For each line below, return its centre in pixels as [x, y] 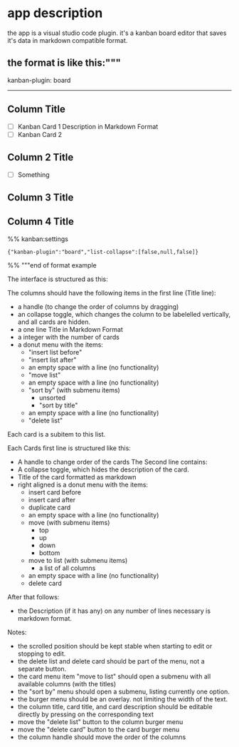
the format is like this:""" [64, 63]
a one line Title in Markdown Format [70, 329]
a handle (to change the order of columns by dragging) [98, 306]
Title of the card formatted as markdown [77, 477]
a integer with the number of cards [68, 337]
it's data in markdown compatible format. [68, 40]
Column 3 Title [41, 197]
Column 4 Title [41, 222]
